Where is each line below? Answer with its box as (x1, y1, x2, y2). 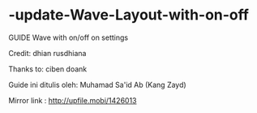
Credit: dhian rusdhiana (8, 48, 87, 58)
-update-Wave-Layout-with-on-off (8, 6, 250, 24)
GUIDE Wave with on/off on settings (8, 33, 128, 42)
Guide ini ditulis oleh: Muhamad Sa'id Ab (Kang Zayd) (8, 80, 186, 89)
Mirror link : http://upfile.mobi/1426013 (8, 95, 137, 105)
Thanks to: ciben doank (8, 63, 88, 74)
